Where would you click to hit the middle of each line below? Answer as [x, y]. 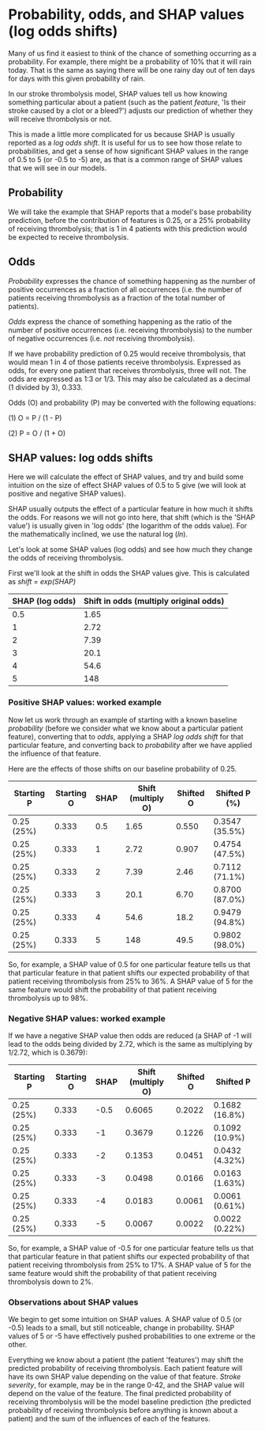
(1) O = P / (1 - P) [35, 417]
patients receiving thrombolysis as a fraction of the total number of [117, 297]
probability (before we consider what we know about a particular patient [126, 728]
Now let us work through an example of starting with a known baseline [123, 719]
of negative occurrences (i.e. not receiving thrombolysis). [102, 338]
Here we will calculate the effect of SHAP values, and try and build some [126, 477]
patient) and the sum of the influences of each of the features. [109, 1419]
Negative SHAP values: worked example [87, 1018]
